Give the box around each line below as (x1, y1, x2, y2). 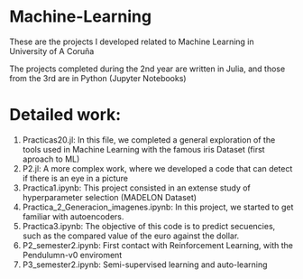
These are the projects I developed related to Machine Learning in (9, 36, 254, 47)
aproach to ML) (22, 153, 80, 164)
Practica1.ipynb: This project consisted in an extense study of (22, 182, 251, 193)
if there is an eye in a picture (22, 172, 129, 183)
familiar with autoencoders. (22, 210, 124, 222)
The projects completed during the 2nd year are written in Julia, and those (9, 63, 286, 74)
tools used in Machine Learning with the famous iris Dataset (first (22, 144, 265, 154)
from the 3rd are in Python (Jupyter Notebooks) (9, 72, 187, 83)
